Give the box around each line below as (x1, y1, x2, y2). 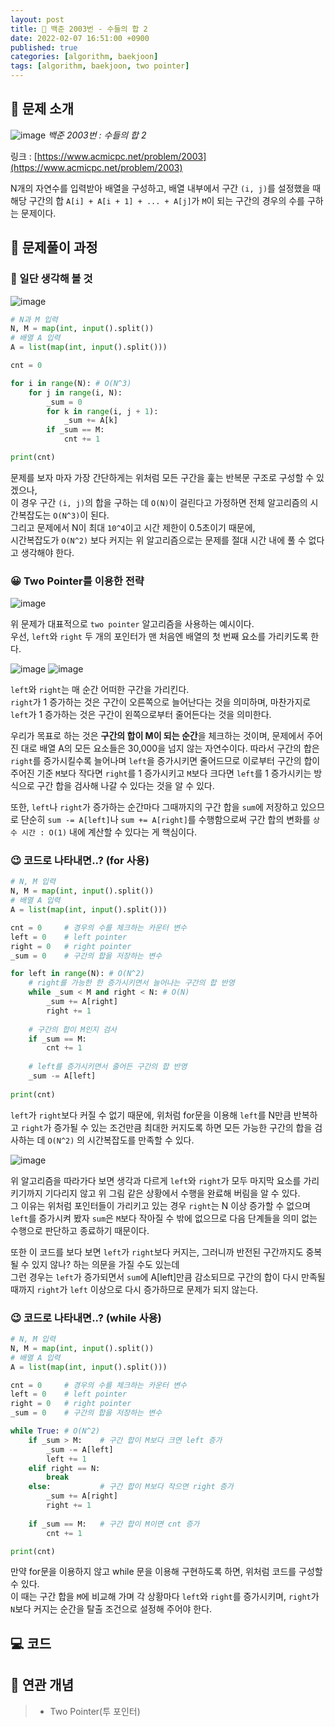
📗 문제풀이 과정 (10, 239, 98, 256)
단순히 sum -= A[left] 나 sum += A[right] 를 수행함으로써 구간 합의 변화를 (20, 814, 311, 826)
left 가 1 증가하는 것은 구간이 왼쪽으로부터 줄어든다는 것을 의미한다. (10, 709, 272, 721)
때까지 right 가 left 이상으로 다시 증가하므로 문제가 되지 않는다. (10, 1283, 259, 1295)
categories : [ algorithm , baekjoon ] (10, 52, 159, 62)
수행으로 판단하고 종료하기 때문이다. (10, 1224, 150, 1236)
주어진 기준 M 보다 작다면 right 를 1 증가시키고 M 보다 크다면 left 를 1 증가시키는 (10, 767, 312, 780)
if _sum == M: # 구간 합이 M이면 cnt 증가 (28, 1519, 200, 1529)
